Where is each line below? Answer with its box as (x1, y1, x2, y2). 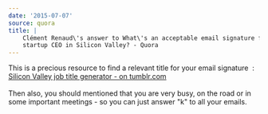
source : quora (8, 19, 56, 27)
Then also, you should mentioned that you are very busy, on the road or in (8, 88, 251, 98)
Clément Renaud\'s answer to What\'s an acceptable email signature (22, 33, 255, 42)
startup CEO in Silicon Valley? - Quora (22, 41, 159, 49)
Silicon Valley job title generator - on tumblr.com (8, 72, 167, 81)
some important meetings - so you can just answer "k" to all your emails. (8, 97, 247, 107)
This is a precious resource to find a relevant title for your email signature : (8, 63, 255, 73)
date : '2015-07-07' (8, 11, 73, 20)
